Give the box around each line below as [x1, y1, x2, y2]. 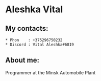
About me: [5, 56, 40, 65]
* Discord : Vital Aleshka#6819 [5, 42, 74, 47]
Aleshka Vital [5, 4, 63, 15]
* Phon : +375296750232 [5, 37, 63, 43]
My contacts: [5, 24, 48, 33]
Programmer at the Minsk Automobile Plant [5, 69, 96, 75]
